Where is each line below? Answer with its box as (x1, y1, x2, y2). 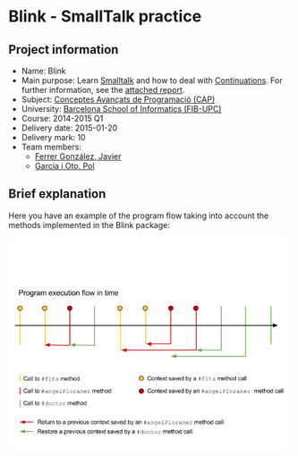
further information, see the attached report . (21, 85, 185, 95)
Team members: (21, 141, 82, 152)
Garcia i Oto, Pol (34, 161, 95, 171)
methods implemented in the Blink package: (8, 219, 171, 230)
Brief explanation (8, 186, 106, 202)
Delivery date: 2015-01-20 (21, 122, 118, 133)
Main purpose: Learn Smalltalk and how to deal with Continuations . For (21, 75, 283, 86)
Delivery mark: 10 (21, 132, 86, 142)
